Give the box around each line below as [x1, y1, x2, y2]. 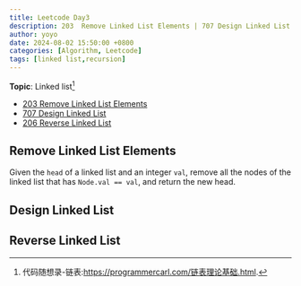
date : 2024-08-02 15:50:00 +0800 [9, 38, 134, 48]
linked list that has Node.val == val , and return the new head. [9, 177, 236, 187]
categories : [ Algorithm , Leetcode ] [9, 47, 142, 56]
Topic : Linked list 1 [9, 80, 75, 91]
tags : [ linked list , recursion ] [9, 55, 126, 64]
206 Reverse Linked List [21, 117, 112, 128]
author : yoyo [9, 30, 58, 39]
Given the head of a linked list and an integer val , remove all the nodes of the [9, 167, 291, 178]
